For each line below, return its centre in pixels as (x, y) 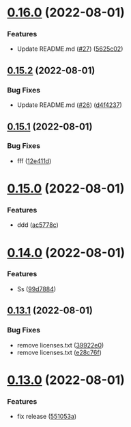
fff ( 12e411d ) (34, 161)
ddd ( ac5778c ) (38, 225)
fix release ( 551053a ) (47, 416)
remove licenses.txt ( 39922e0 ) (60, 345)
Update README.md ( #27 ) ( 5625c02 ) (70, 49)
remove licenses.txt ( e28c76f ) (59, 352)
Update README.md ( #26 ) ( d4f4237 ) (70, 105)
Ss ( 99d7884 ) (37, 289)
